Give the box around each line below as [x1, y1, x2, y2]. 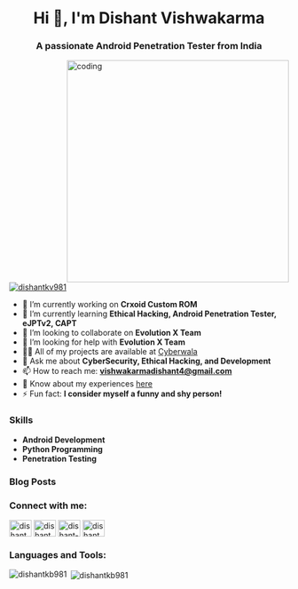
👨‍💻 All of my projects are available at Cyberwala [21, 346, 198, 357]
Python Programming [21, 443, 104, 454]
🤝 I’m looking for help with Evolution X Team [21, 337, 186, 347]
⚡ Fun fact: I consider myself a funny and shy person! [21, 388, 223, 399]
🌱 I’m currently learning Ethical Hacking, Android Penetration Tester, [21, 308, 277, 319]
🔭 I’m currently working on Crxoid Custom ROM [21, 299, 198, 310]
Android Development [21, 434, 106, 445]
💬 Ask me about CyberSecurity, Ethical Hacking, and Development [21, 355, 271, 367]
